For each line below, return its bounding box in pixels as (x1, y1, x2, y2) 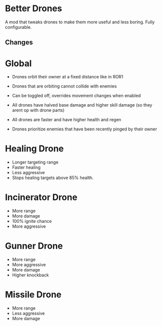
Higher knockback (12, 272, 49, 278)
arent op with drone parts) (12, 108, 65, 113)
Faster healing (12, 164, 41, 170)
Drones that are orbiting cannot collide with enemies (12, 83, 117, 89)
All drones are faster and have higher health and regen (12, 117, 121, 123)
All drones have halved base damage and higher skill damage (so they (12, 102, 153, 108)
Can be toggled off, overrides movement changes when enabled (12, 93, 141, 99)
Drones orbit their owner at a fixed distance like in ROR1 (12, 74, 124, 80)
